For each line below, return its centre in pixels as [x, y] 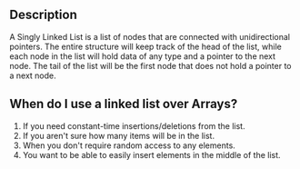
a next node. [33, 75]
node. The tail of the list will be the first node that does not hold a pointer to [150, 65]
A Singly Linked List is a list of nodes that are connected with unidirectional [150, 36]
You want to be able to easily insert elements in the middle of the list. [151, 154]
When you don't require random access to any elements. [129, 145]
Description [43, 15]
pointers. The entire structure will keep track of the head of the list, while [145, 46]
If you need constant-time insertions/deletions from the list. [134, 125]
